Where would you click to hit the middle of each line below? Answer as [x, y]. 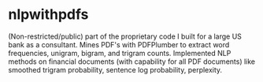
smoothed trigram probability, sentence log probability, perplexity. [115, 69]
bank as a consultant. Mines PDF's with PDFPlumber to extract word [119, 44]
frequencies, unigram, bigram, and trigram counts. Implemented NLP [120, 53]
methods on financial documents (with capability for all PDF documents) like [132, 61]
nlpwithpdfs [48, 15]
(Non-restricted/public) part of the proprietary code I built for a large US [125, 36]
